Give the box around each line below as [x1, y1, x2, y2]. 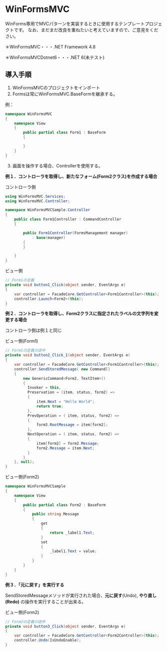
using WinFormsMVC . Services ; [5, 194, 66, 199]
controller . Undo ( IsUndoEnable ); [14, 638, 81, 643]
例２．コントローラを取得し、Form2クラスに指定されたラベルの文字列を [5, 311, 155, 317]
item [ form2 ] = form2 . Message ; [36, 441, 99, 446]
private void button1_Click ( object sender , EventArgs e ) [5, 282, 126, 287]
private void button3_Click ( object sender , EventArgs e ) [5, 624, 126, 629]
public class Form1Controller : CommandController [14, 217, 122, 222]
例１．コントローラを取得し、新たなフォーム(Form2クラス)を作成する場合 [5, 173, 158, 179]
